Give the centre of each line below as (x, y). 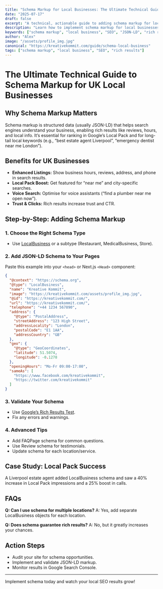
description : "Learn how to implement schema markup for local (70, 28)
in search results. (29, 178)
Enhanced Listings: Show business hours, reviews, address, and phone (84, 173)
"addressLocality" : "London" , (44, 325)
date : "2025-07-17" (25, 14)
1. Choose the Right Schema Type (45, 233)
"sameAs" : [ (22, 371)
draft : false (18, 19)
